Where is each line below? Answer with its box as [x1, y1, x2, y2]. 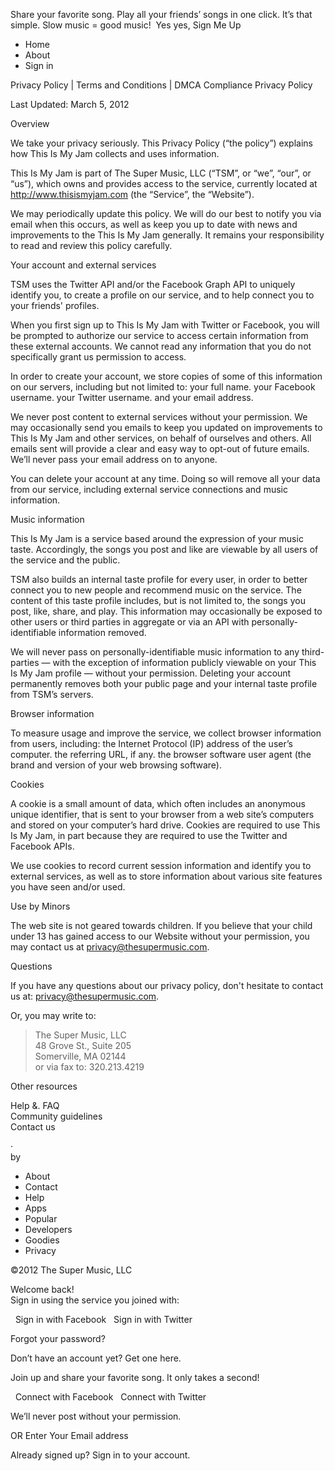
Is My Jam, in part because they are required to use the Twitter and [10, 830, 288, 841]
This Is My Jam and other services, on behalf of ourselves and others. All [10, 432, 312, 444]
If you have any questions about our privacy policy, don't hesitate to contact [10, 980, 324, 991]
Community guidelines [10, 1110, 103, 1122]
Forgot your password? [10, 1333, 106, 1344]
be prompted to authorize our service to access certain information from [10, 330, 309, 341]
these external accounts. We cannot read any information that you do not [10, 340, 312, 352]
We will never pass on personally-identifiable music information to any [10, 646, 300, 658]
